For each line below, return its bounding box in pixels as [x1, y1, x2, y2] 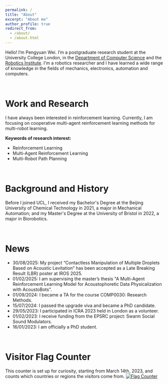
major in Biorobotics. [5, 215, 48, 221]
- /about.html [10, 36, 39, 41]
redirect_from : [5, 26, 37, 31]
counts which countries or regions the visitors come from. [5, 373, 125, 379]
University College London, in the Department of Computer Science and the [5, 54, 162, 60]
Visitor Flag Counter [5, 351, 91, 362]
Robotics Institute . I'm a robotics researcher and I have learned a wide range [5, 60, 163, 66]
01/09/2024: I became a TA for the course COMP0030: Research [12, 291, 147, 297]
